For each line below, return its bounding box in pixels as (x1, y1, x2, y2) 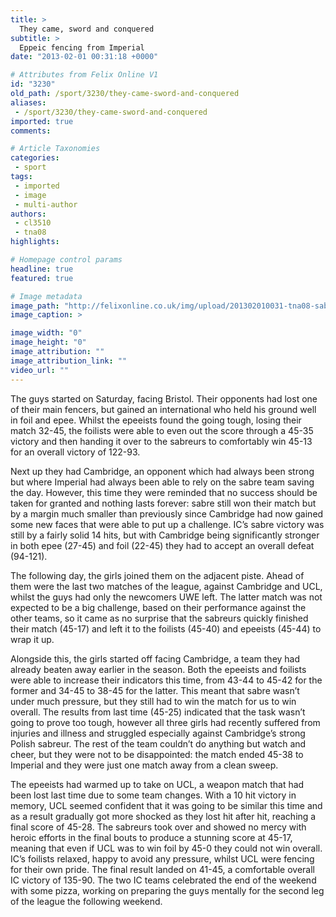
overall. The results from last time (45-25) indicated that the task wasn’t (10, 706, 306, 718)
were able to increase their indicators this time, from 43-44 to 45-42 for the (10, 674, 323, 686)
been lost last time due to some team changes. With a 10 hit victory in (10, 789, 297, 801)
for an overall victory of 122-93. (10, 446, 141, 458)
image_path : (10, 301, 60, 311)
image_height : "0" (10, 337, 87, 348)
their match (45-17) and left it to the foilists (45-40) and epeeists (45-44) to (10, 622, 322, 635)
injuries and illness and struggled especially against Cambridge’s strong (10, 727, 306, 739)
